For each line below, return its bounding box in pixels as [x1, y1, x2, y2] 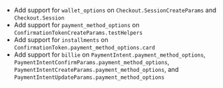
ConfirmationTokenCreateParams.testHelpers [13, 29, 143, 36]
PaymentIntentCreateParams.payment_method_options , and [13, 66, 180, 73]
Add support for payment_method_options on [13, 21, 140, 29]
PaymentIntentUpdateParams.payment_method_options [13, 74, 165, 81]
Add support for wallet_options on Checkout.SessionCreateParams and [13, 6, 217, 14]
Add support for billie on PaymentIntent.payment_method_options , [13, 50, 206, 59]
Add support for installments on [13, 36, 108, 44]
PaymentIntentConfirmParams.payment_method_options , [13, 58, 170, 66]
